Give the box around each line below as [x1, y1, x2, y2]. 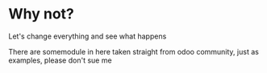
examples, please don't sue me [8, 55, 112, 65]
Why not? [8, 5, 75, 23]
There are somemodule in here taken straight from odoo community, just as [8, 47, 260, 56]
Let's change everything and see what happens [8, 31, 167, 41]
